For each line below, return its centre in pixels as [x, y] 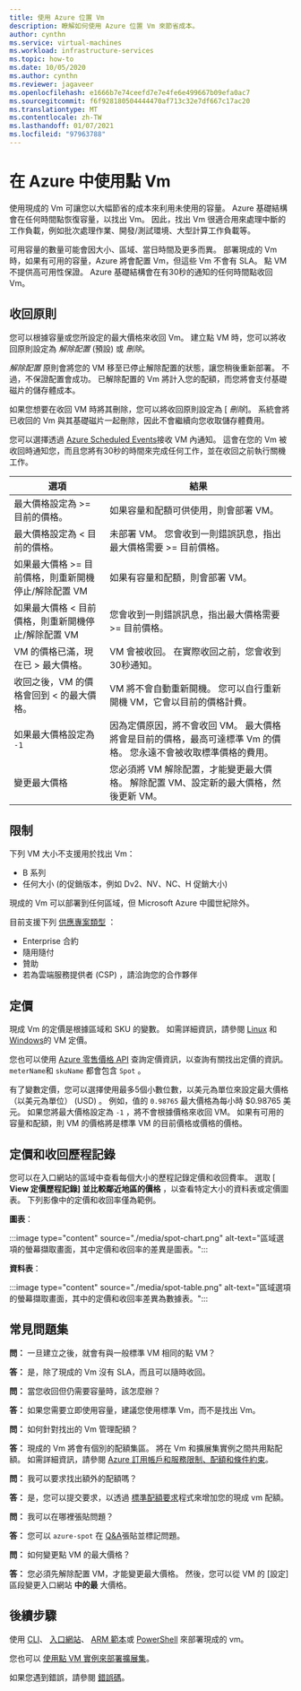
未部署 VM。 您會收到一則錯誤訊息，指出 [195, 533]
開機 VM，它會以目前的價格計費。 [181, 702]
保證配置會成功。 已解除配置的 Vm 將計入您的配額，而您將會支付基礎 [160, 378]
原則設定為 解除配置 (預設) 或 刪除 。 [83, 348]
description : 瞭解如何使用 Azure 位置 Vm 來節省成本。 [104, 26]
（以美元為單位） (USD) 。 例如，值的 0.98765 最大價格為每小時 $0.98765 [145, 1101]
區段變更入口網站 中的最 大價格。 [70, 1584]
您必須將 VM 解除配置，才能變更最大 [186, 769]
